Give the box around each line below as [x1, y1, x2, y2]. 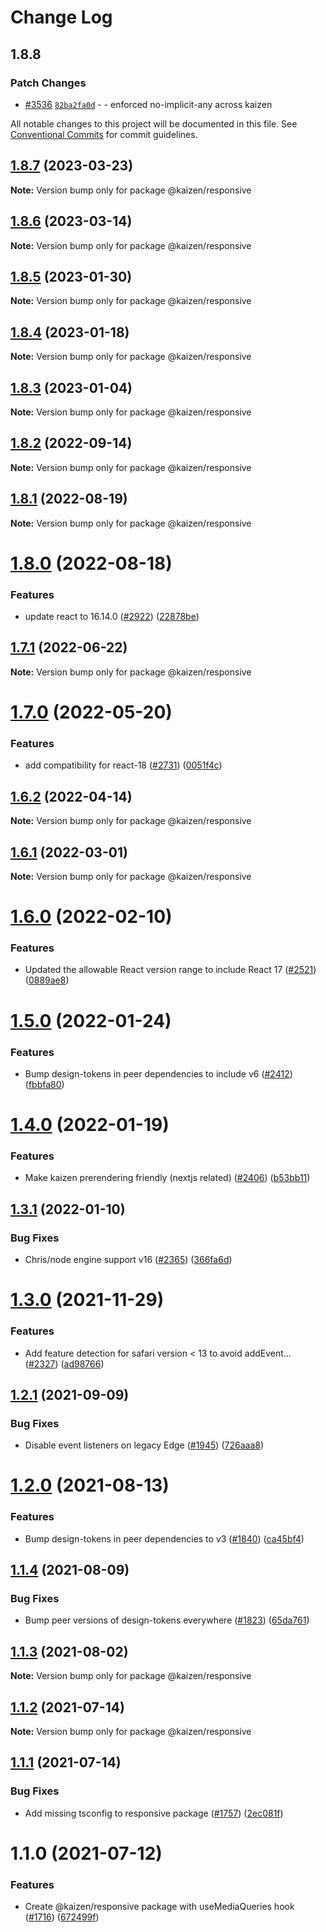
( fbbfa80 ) [24, 1078, 65, 1090]
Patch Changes [10, 76, 87, 90]
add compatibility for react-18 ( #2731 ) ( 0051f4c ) [24, 759, 223, 771]
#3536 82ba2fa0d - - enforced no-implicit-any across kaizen [24, 98, 273, 110]
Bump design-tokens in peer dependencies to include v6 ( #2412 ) [24, 1067, 293, 1080]
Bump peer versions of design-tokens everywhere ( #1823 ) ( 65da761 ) [24, 1614, 310, 1626]
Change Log [10, 6, 113, 29]
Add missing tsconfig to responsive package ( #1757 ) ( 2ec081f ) [24, 1807, 284, 1819]
